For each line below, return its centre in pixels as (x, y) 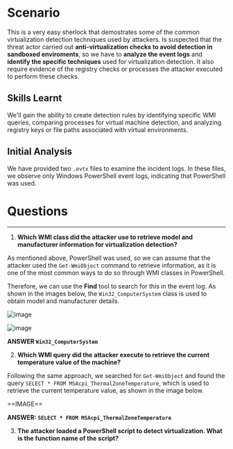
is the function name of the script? (68, 438)
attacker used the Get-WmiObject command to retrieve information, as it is (112, 265)
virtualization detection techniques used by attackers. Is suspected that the (115, 39)
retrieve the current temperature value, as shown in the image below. (106, 390)
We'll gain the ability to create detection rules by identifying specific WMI (112, 115)
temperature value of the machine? (69, 362)
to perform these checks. (43, 76)
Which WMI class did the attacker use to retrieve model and (105, 237)
